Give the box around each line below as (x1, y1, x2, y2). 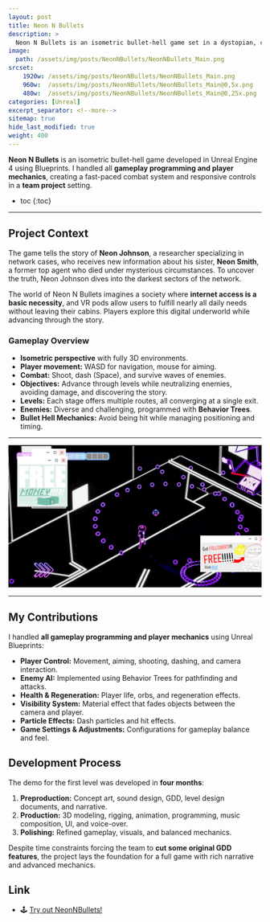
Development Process (8, 756, 122, 770)
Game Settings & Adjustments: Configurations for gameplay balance (19, 724, 250, 734)
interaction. (19, 664, 58, 674)
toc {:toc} (19, 195, 52, 205)
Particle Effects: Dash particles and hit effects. (19, 715, 177, 725)
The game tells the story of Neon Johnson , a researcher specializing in (8, 248, 244, 257)
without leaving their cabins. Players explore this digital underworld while (8, 306, 251, 316)
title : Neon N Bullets (8, 21, 84, 30)
